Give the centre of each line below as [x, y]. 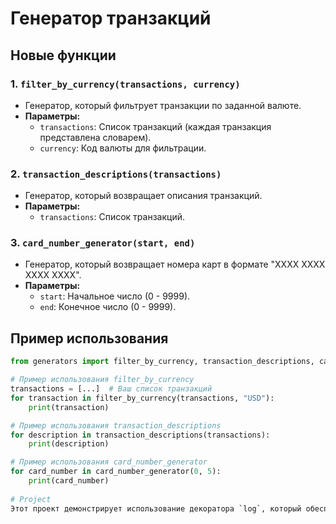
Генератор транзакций [111, 18]
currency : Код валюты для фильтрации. [123, 148]
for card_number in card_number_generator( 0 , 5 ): [116, 472]
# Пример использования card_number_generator [109, 462]
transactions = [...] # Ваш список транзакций [111, 389]
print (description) [69, 444]
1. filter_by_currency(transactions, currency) [125, 84]
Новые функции [63, 55]
